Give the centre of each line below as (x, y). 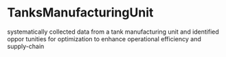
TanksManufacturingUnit (80, 13)
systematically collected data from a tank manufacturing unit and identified (113, 32)
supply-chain (26, 46)
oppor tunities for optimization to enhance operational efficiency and (104, 38)
